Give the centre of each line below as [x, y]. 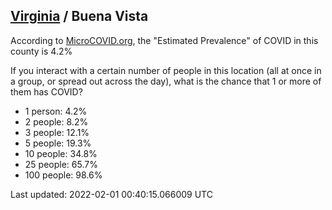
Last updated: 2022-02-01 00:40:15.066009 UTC [111, 194]
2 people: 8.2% [56, 121]
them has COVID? [46, 91]
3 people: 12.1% [57, 132]
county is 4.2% [41, 51]
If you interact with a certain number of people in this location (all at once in [166, 70]
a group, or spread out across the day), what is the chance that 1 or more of [166, 81]
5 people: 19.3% [58, 143]
